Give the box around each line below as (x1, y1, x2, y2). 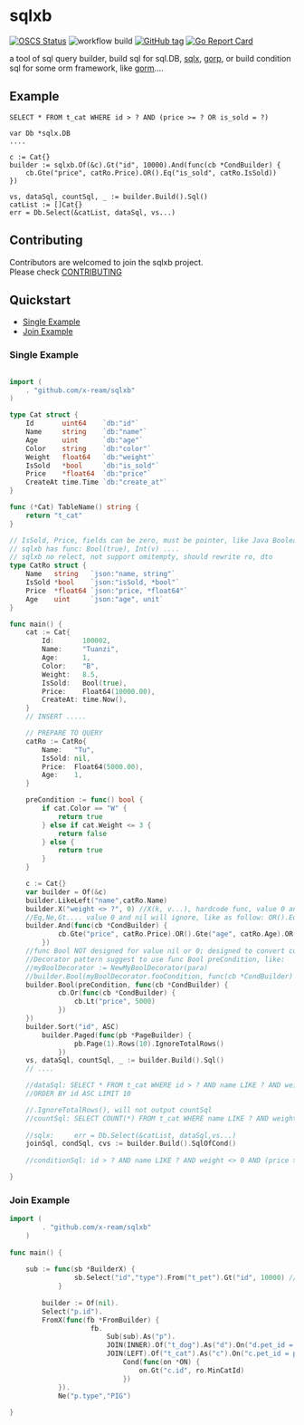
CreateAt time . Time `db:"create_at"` (25, 477, 168, 487)
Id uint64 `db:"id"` (25, 419, 140, 428)
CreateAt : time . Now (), (42, 695, 128, 705)
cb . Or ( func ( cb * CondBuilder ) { (57, 988, 176, 997)
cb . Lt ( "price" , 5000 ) (73, 997, 156, 1006)
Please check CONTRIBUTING (9, 266, 122, 277)
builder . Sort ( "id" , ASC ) (25, 1022, 119, 1031)
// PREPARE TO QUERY (25, 728, 103, 738)
